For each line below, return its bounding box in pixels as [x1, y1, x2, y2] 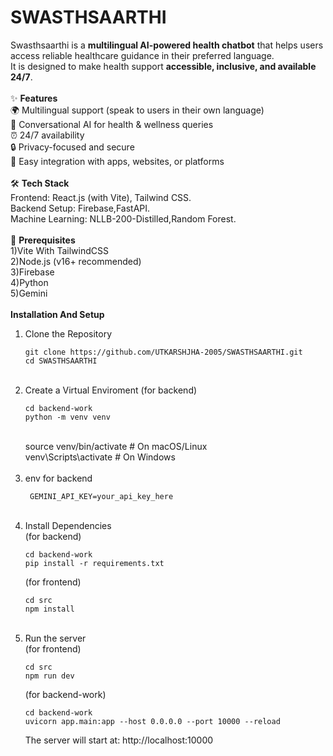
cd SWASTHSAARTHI [24, 356, 98, 366]
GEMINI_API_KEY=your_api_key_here [29, 491, 174, 501]
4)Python [10, 276, 49, 288]
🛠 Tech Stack [10, 177, 70, 189]
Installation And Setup [10, 308, 105, 320]
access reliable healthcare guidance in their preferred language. [10, 49, 275, 61]
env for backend [24, 472, 93, 484]
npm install [24, 604, 75, 614]
